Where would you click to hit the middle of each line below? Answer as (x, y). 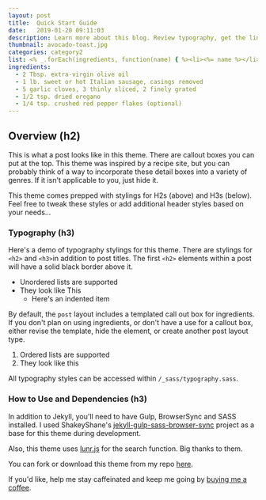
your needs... (30, 212)
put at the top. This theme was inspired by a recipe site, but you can (119, 163)
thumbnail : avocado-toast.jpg (58, 45)
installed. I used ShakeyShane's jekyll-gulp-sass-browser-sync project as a (131, 425)
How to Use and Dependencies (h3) (78, 399)
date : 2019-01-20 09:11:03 (56, 30)
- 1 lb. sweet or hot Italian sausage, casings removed (109, 81)
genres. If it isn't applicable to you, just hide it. (83, 180)
